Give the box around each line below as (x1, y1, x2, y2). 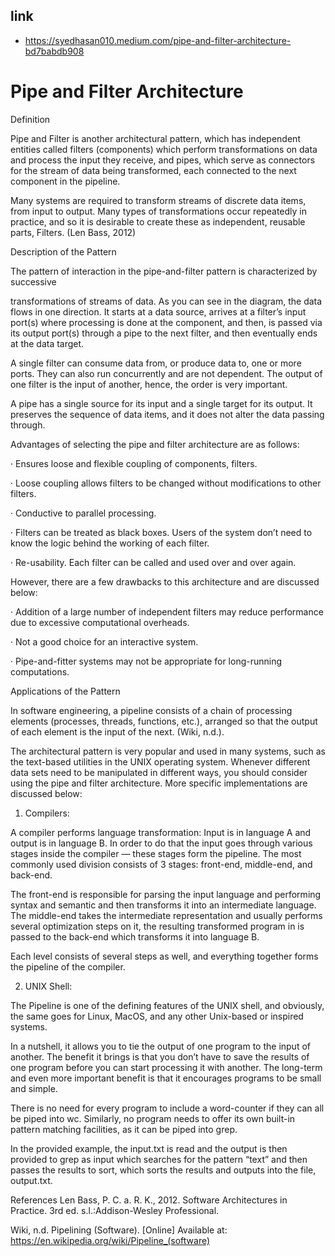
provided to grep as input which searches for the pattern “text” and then (10, 1153, 308, 1165)
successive (10, 275, 57, 288)
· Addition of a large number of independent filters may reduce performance (10, 605, 324, 618)
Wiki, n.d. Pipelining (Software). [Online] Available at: (10, 1224, 228, 1236)
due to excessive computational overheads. (10, 616, 190, 628)
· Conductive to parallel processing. (10, 507, 157, 519)
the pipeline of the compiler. (10, 960, 126, 973)
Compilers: (24, 807, 70, 819)
